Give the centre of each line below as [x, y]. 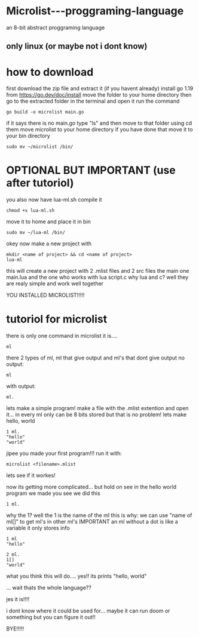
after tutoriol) [40, 183]
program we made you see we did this [53, 493]
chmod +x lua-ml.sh [30, 211]
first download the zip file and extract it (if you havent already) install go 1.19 [100, 88]
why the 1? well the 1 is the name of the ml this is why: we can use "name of [99, 515]
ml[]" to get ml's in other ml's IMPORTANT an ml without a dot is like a [92, 522]
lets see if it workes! [31, 475]
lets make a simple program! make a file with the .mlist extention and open [98, 408]
